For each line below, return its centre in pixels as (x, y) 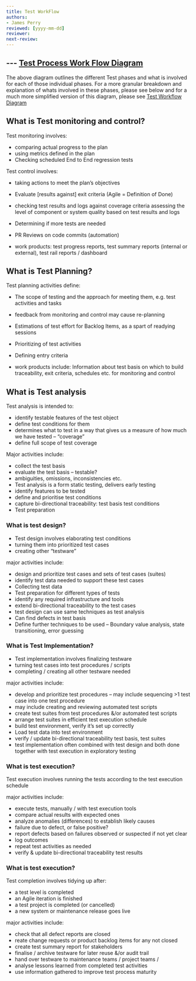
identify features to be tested (50, 491)
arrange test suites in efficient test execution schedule (81, 719)
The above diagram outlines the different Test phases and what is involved (97, 77)
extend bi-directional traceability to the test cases (75, 605)
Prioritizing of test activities (48, 344)
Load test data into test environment (59, 732)
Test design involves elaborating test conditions (73, 538)
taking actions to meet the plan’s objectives (67, 183)
